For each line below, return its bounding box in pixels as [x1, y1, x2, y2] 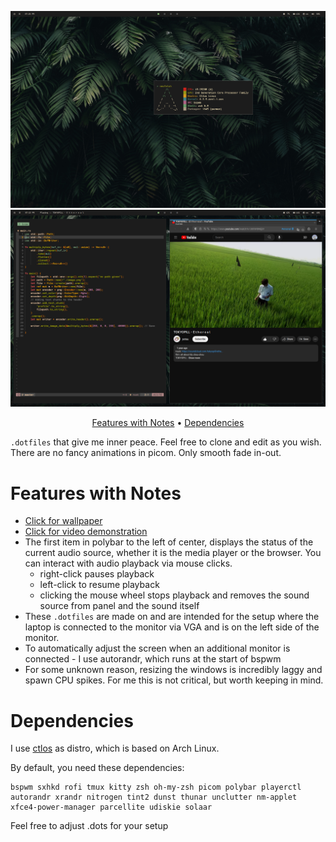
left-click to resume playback [39, 579, 160, 591]
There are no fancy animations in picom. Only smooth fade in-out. [10, 447, 282, 459]
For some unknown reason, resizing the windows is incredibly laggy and [24, 664, 323, 676]
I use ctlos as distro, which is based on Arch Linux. [10, 742, 220, 755]
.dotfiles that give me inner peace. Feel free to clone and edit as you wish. [10, 436, 322, 448]
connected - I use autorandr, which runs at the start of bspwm [24, 653, 282, 665]
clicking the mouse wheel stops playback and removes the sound [39, 589, 310, 601]
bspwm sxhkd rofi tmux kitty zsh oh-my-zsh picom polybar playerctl [10, 782, 302, 793]
